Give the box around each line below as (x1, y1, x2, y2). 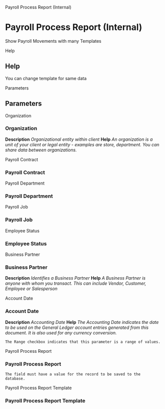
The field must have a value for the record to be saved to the (5, 372, 141, 377)
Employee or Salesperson (5, 286, 58, 292)
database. (5, 376, 26, 381)
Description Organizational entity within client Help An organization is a (5, 136, 153, 142)
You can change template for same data (5, 75, 87, 81)
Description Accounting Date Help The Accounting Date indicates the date (5, 319, 159, 325)
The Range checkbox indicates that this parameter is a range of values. (5, 339, 161, 344)
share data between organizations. (5, 147, 77, 153)
